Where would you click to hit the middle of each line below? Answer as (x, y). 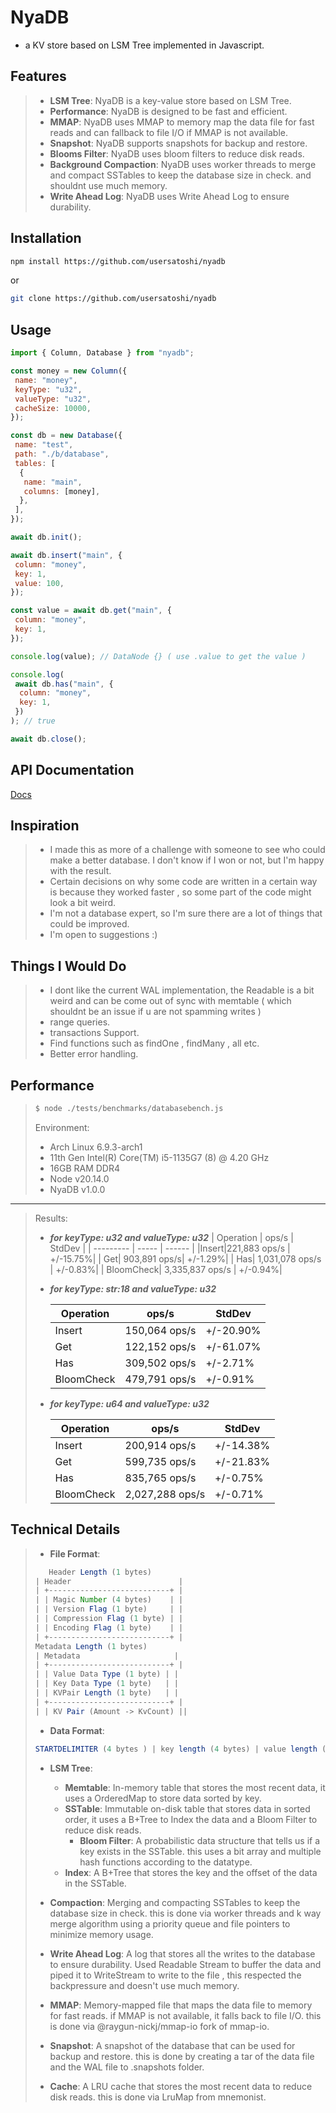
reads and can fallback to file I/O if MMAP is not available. (168, 132)
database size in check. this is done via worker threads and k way (185, 1913)
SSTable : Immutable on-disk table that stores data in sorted (187, 1808)
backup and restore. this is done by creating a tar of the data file (182, 2056)
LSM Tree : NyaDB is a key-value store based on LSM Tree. (170, 100)
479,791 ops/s (160, 1379)
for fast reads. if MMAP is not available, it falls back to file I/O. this (185, 2015)
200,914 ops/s (160, 1445)
